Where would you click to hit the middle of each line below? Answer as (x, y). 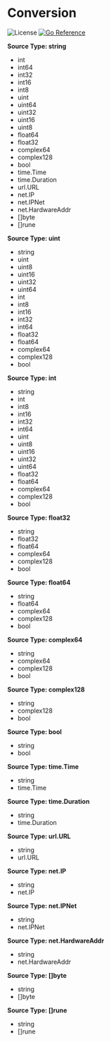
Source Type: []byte (37, 975)
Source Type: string (37, 46)
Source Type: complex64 (45, 639)
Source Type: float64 (39, 582)
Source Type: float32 (39, 517)
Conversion (42, 13)
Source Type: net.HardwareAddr (56, 940)
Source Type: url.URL (39, 836)
